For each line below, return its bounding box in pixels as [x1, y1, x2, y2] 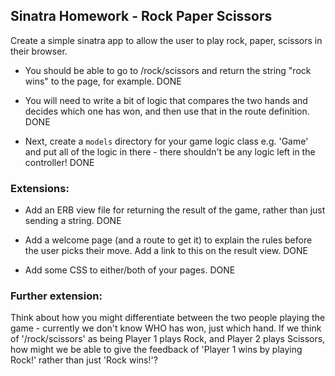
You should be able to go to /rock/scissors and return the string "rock [24, 64, 312, 76]
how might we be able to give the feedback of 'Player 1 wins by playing [10, 344, 303, 356]
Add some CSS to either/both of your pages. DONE [24, 264, 236, 276]
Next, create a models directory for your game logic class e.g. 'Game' [24, 135, 309, 147]
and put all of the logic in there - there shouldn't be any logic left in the [24, 145, 316, 158]
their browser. [10, 45, 68, 57]
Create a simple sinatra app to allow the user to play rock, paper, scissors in [10, 34, 323, 46]
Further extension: [10, 289, 103, 303]
